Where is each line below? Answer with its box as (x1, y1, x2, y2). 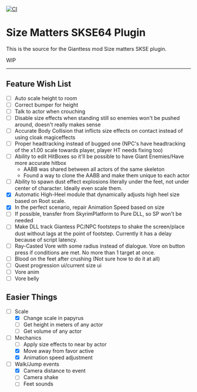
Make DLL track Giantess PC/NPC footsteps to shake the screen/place (14, 223, 185, 231)
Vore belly (14, 275, 39, 282)
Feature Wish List (6, 79, 72, 89)
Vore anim (14, 268, 40, 275)
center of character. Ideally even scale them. (14, 185, 123, 192)
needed (14, 217, 33, 224)
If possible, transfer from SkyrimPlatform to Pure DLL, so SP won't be (14, 211, 182, 218)
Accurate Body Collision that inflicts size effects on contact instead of (14, 128, 184, 134)
